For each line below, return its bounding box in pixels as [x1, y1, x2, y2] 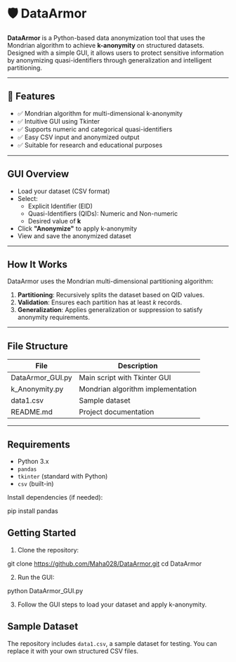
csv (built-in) [17, 479, 54, 488]
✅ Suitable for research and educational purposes [17, 141, 163, 149]
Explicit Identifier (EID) [27, 202, 93, 210]
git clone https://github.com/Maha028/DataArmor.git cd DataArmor [7, 559, 202, 568]
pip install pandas [7, 507, 58, 515]
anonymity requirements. [17, 313, 90, 322]
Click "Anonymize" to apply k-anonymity [17, 224, 138, 233]
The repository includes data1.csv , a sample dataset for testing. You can [7, 639, 218, 647]
